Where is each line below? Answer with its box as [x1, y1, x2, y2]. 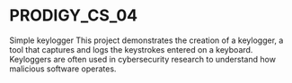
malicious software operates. [9, 63, 117, 74]
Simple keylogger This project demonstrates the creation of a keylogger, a [9, 35, 284, 46]
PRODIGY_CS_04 [9, 5, 138, 26]
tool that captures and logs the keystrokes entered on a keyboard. [9, 44, 253, 54]
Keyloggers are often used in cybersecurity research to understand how [9, 54, 277, 64]
